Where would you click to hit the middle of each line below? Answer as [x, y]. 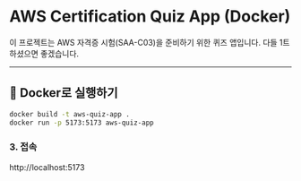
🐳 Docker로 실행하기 [64, 93]
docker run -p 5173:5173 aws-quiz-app [82, 123]
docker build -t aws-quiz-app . [69, 114]
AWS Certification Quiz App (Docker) [150, 17]
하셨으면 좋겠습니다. [44, 53]
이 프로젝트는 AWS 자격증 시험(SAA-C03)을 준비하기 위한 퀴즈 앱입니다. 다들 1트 [150, 42]
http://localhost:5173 [47, 167]
